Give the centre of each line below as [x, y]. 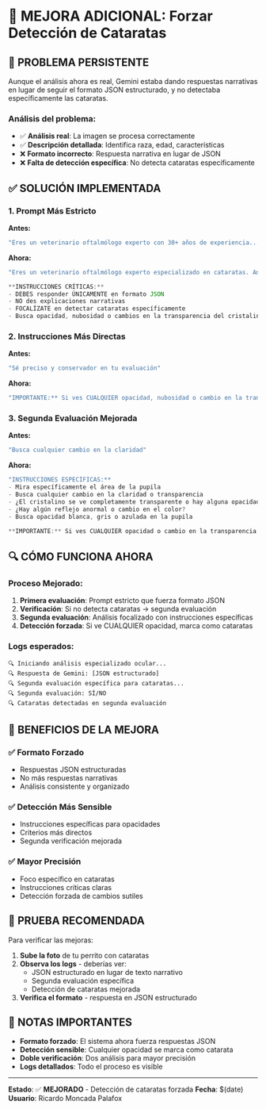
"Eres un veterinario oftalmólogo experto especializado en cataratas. [129, 272]
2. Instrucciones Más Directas [67, 336]
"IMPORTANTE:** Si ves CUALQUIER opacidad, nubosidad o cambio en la [125, 398]
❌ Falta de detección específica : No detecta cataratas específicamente [137, 163]
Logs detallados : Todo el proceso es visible [91, 1067]
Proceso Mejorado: [46, 583]
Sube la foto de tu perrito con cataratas [84, 955]
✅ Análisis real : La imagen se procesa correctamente [107, 136]
